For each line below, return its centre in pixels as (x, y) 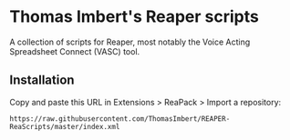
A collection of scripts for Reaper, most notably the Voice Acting (130, 42)
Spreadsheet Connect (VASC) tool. (75, 51)
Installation (42, 80)
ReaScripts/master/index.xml (65, 126)
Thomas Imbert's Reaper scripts (135, 17)
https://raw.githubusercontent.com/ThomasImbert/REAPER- (120, 119)
